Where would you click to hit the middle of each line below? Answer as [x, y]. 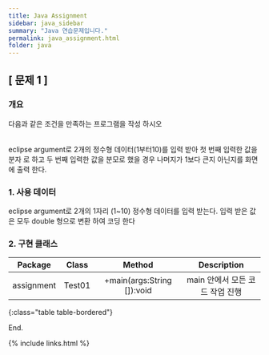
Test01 [77, 285]
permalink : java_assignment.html [64, 38]
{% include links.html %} [49, 343]
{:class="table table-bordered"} [61, 313]
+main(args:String [138, 280]
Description [221, 265]
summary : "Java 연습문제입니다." [58, 30]
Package [34, 265]
